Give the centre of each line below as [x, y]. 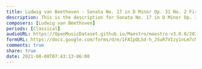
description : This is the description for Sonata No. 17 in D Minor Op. [99, 17]
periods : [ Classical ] [33, 28]
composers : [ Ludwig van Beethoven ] [51, 23]
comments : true [25, 46]
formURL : [17, 40]
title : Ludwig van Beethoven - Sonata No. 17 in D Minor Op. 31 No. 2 [96, 12]
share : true [21, 51]
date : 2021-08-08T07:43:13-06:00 [48, 56]
